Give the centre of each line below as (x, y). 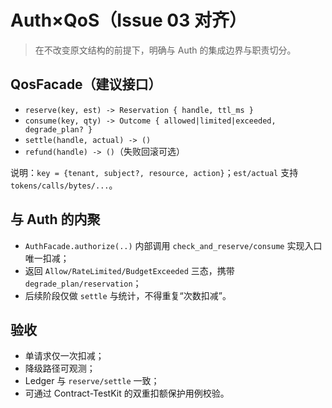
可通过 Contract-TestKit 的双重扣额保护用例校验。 (127, 393)
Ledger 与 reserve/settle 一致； (92, 381)
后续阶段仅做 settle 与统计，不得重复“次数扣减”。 (128, 295)
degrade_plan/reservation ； (83, 283)
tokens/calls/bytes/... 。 (64, 185)
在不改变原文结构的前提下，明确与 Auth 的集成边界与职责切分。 (165, 50)
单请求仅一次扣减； (64, 356)
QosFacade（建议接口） (86, 84)
